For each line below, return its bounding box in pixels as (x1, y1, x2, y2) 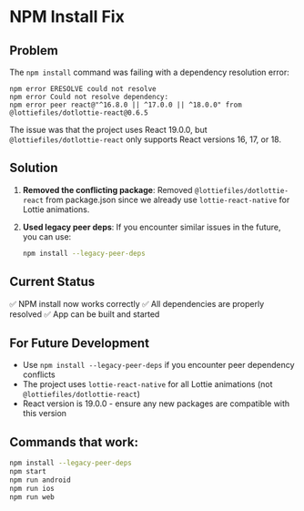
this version (22, 408, 66, 419)
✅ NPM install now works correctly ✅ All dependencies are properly (9, 298, 265, 309)
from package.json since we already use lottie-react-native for (45, 194, 290, 205)
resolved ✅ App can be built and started (9, 308, 160, 320)
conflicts (22, 369, 56, 380)
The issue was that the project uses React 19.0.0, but (9, 125, 208, 135)
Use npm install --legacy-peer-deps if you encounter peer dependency (22, 360, 295, 371)
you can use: (22, 230, 72, 242)
